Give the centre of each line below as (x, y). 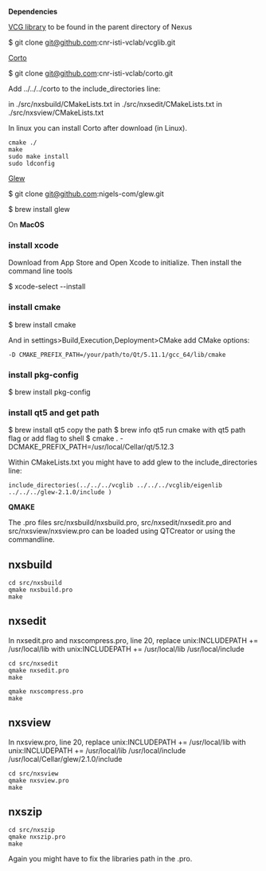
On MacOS (27, 225)
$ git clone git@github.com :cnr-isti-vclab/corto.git (91, 73)
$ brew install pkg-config (49, 392)
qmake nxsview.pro (39, 780)
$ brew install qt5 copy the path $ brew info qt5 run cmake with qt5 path (127, 430)
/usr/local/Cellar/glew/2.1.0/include (65, 759)
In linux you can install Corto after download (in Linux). (98, 128)
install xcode (33, 245)
